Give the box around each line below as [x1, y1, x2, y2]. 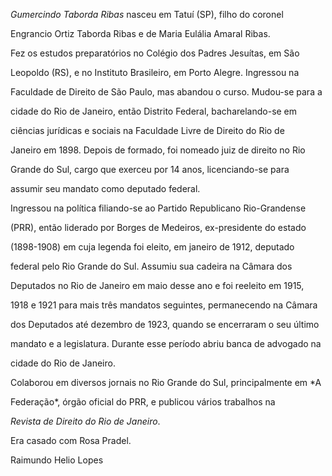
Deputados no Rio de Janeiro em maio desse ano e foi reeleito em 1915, [10, 280, 305, 291]
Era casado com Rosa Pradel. [10, 435, 132, 446]
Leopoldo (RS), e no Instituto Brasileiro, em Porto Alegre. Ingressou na [10, 67, 300, 78]
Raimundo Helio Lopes [10, 454, 104, 466]
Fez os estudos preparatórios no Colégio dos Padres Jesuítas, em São [10, 47, 300, 59]
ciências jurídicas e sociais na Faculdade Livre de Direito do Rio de [10, 125, 285, 136]
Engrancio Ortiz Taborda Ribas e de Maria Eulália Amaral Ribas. [10, 28, 271, 39]
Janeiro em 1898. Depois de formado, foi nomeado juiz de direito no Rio [10, 144, 306, 156]
